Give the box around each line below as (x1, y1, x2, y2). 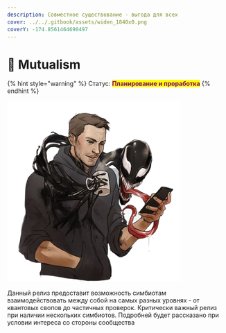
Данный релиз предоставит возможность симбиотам (7, 289, 166, 298)
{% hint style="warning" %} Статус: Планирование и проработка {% (7, 80, 211, 88)
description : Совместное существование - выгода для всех (7, 11, 178, 18)
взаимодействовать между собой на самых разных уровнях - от (7, 296, 200, 305)
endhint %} (7, 87, 40, 95)
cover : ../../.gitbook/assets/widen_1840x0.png (7, 18, 148, 26)
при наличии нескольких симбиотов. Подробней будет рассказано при (7, 311, 220, 319)
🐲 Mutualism (7, 56, 81, 72)
